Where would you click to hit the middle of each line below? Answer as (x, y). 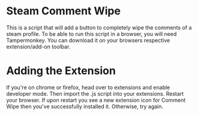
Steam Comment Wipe (64, 11)
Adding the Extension (61, 71)
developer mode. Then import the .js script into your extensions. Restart (95, 93)
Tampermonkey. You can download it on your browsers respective (88, 40)
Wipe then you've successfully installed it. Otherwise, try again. (85, 106)
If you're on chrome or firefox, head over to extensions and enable (88, 87)
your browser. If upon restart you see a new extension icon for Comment (96, 100)
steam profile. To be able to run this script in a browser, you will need (91, 33)
